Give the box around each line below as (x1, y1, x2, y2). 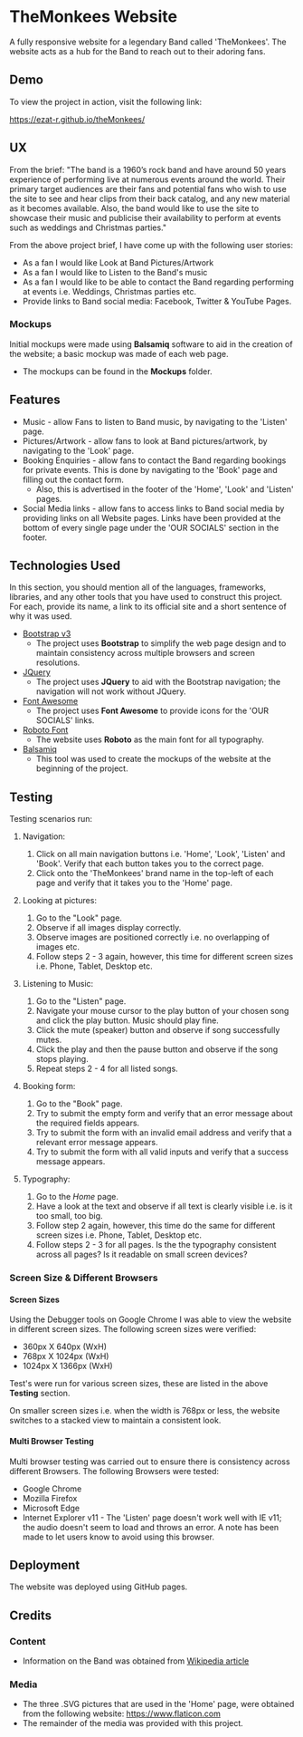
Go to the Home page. (35, 1192, 119, 1202)
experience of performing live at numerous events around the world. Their (9, 174, 286, 185)
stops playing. (35, 1054, 89, 1065)
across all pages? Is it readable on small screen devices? (35, 1249, 248, 1260)
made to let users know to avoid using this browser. (22, 1531, 215, 1542)
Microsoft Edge (22, 1502, 80, 1513)
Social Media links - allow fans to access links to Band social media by (22, 503, 285, 514)
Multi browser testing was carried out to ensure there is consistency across (9, 1456, 291, 1467)
